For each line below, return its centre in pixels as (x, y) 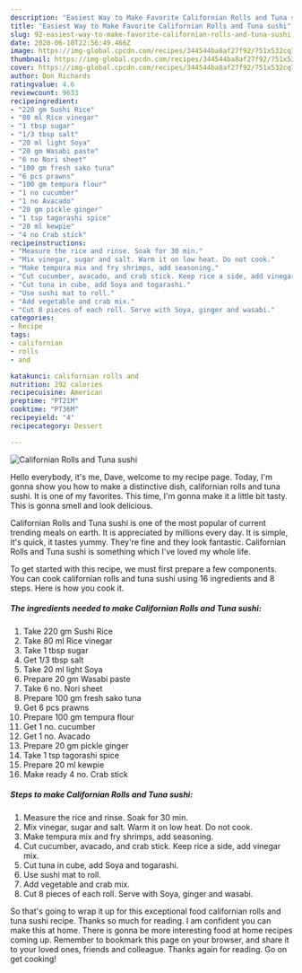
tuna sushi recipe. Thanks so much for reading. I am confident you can (141, 920)
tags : (20, 335)
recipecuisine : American (56, 393)
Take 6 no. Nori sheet (63, 688)
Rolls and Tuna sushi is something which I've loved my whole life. (130, 551)
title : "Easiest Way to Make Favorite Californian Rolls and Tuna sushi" (151, 26)
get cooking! (34, 959)
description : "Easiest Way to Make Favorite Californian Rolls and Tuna (149, 18)
